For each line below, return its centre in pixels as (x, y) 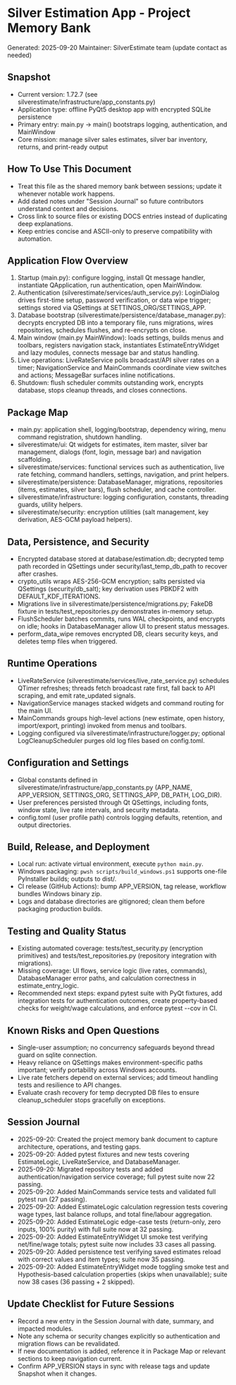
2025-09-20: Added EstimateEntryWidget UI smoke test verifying (112, 1237)
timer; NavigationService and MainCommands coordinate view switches (122, 368)
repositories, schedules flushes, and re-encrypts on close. (102, 331)
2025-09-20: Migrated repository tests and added (90, 1169)
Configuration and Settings (68, 763)
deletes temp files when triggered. (67, 641)
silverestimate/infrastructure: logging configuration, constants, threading (123, 497)
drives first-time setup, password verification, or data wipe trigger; (114, 300)
